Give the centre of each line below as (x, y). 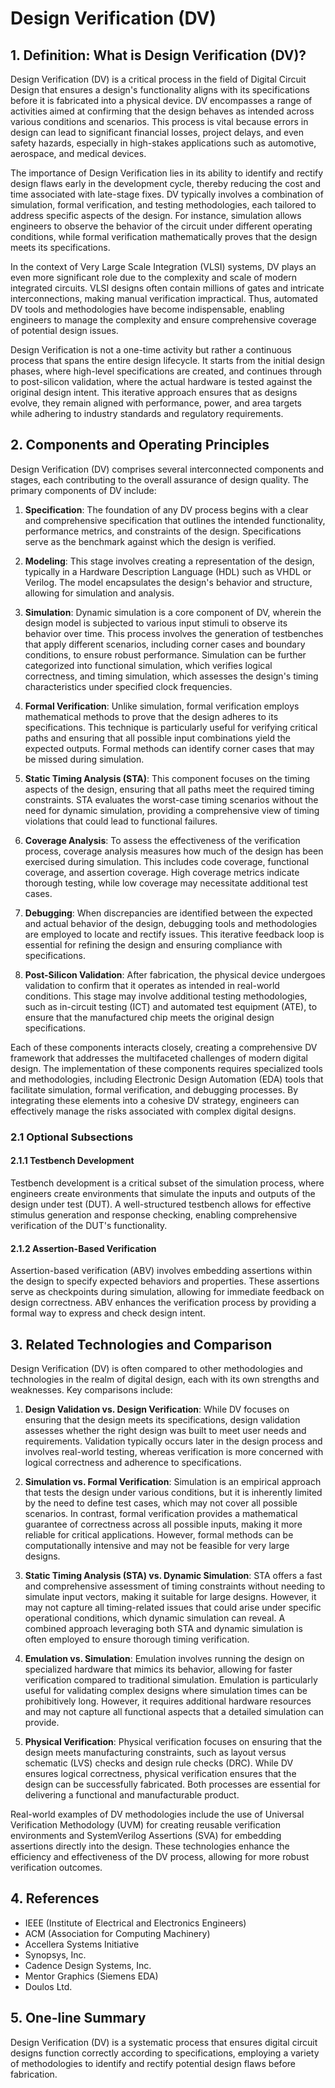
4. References (55, 1898)
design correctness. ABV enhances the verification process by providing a (163, 1303)
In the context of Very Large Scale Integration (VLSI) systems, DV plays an (163, 266)
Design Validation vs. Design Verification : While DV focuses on (157, 1409)
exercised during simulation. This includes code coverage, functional (167, 861)
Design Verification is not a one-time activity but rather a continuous (151, 350)
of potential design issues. (64, 330)
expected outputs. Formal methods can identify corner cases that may (169, 748)
